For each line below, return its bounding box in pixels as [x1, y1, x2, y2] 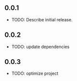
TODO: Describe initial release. [11, 16, 73, 22]
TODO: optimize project [11, 70, 59, 77]
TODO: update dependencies [11, 44, 70, 49]
